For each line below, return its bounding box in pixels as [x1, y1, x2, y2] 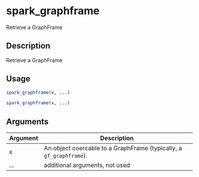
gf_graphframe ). [44, 152, 88, 160]
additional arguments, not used [44, 161, 130, 169]
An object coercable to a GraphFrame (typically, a [44, 144, 182, 152]
